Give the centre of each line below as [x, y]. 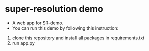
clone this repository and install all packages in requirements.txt [78, 38]
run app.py [23, 43]
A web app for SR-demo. [38, 23]
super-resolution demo [54, 9]
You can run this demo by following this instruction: [65, 28]
